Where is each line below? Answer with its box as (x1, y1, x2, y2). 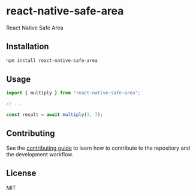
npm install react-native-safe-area (6, 57, 98, 64)
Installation (6, 41, 49, 52)
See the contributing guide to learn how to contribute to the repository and (6, 144, 191, 152)
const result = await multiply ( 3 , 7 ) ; (6, 112, 103, 118)
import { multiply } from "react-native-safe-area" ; (6, 90, 141, 96)
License (6, 168, 37, 179)
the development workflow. (6, 150, 74, 158)
